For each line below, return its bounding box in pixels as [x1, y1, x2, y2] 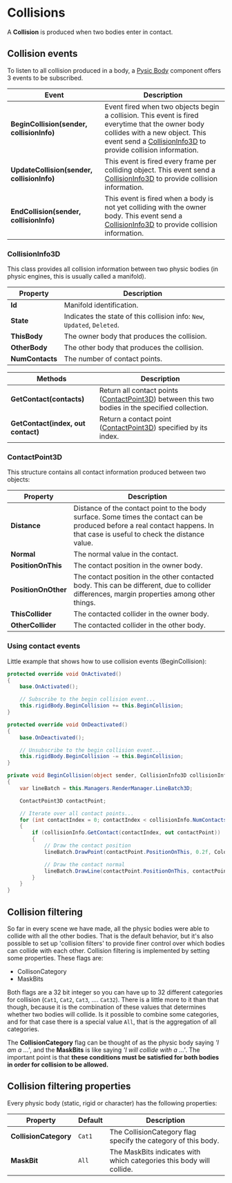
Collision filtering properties [7, 1080, 131, 1092]
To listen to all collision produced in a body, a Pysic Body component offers [7, 66, 222, 74]
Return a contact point [99, 414, 171, 424]
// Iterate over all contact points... [19, 809, 135, 817]
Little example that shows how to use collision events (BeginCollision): [7, 657, 207, 665]
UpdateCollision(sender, [10, 165, 93, 175]
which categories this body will [109, 1155, 211, 1165]
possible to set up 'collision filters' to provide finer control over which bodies [7, 939, 225, 947]
